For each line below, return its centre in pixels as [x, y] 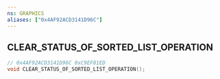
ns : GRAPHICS [26, 13]
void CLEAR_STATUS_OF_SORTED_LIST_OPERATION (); [76, 69]
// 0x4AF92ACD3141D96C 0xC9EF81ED [57, 63]
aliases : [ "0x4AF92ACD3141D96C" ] [55, 20]
